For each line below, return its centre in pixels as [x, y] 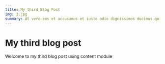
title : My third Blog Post [33, 10]
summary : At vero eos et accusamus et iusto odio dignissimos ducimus [79, 19]
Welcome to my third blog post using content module [59, 56]
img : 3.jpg [16, 14]
